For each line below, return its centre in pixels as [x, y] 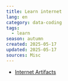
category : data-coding [34, 22]
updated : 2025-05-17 [32, 50]
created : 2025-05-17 [32, 45]
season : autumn [25, 39]
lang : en [17, 17]
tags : [13, 28]
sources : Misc [24, 55]
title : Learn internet [34, 11]
